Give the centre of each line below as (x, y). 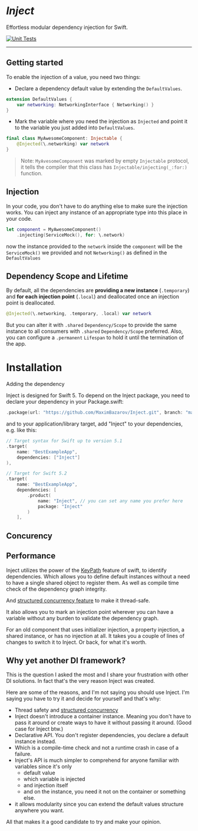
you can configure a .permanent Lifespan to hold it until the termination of (95, 338)
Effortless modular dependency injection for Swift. (67, 27)
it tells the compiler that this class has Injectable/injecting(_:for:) (104, 167)
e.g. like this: (22, 430)
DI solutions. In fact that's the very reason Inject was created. (80, 681)
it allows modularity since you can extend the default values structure (99, 804)
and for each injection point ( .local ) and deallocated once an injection (93, 297)
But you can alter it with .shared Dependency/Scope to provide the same (91, 325)
